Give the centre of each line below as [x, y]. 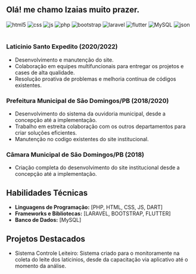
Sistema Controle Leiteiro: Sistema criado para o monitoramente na [97, 253]
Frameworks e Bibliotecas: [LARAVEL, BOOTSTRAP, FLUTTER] [93, 214]
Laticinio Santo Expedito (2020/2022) [62, 47]
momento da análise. [41, 266]
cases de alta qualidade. [45, 72]
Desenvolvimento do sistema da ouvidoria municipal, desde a [90, 114]
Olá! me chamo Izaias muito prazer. [73, 10]
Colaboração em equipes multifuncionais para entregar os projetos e [99, 66]
